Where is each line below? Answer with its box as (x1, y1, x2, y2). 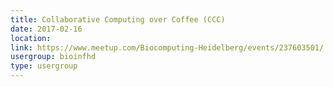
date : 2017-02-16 (10, 24, 83, 34)
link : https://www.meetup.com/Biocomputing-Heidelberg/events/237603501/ (10, 42, 325, 53)
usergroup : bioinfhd (10, 52, 97, 62)
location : (10, 33, 52, 43)
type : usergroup (10, 61, 78, 71)
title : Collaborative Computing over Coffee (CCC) (10, 14, 226, 25)
